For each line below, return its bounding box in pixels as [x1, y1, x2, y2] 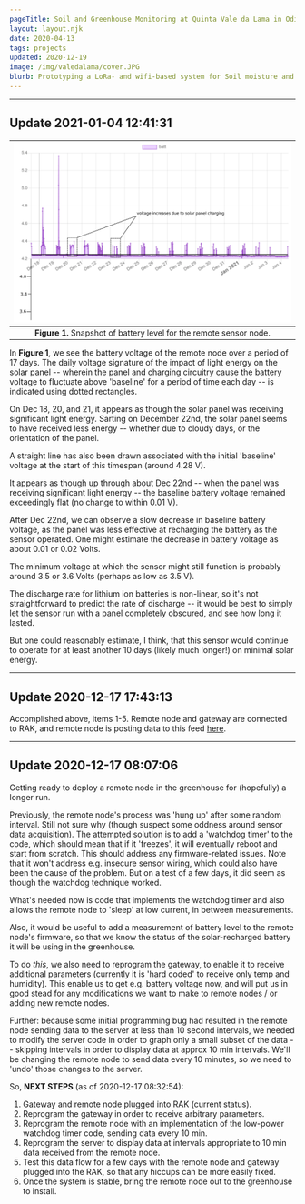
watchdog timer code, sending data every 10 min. [22, 1128, 208, 1139]
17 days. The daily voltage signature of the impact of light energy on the [9, 357, 279, 368]
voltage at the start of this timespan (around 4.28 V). [9, 460, 206, 471]
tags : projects [9, 44, 67, 53]
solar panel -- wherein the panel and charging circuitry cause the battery [9, 366, 282, 377]
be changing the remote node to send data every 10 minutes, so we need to [9, 1053, 292, 1064]
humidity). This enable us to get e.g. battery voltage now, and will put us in [9, 978, 289, 988]
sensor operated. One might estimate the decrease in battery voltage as [9, 534, 279, 545]
